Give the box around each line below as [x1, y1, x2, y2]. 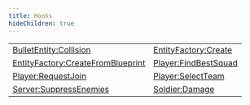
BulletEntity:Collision [12, 44, 91, 55]
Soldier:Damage [153, 83, 215, 94]
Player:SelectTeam [153, 70, 225, 82]
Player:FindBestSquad [153, 57, 239, 69]
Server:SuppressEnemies [12, 83, 110, 94]
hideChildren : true [8, 19, 75, 27]
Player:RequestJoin [12, 70, 87, 82]
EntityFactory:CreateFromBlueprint [12, 57, 146, 69]
